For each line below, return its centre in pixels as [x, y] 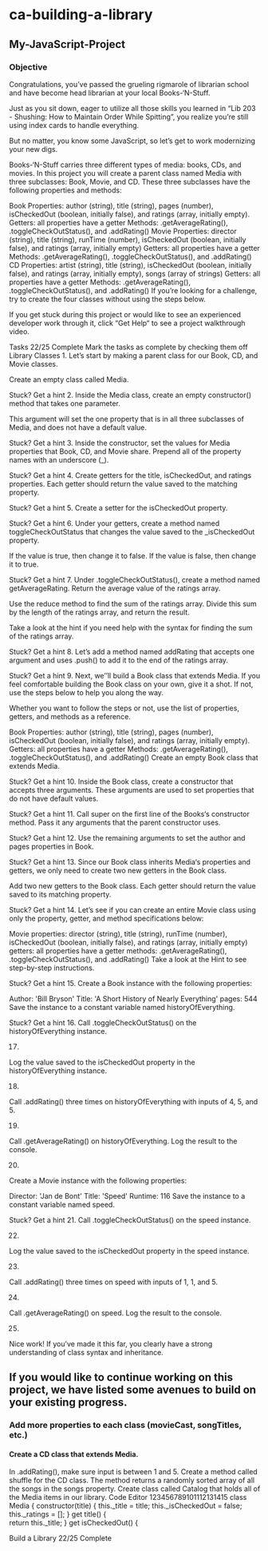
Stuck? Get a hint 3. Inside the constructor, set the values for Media [120, 443]
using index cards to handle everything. [74, 125]
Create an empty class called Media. [69, 379]
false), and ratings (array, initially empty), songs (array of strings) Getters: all [135, 273]
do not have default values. [54, 798]
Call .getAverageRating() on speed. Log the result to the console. [116, 1313]
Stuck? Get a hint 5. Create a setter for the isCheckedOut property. [118, 507]
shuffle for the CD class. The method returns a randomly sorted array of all [132, 1481]
